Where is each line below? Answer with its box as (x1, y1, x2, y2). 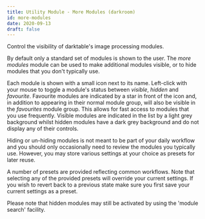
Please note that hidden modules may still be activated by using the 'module (7, 199, 199, 207)
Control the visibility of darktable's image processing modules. (7, 43, 164, 50)
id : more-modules (7, 15, 51, 21)
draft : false (7, 26, 40, 32)
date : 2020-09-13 (7, 20, 51, 26)
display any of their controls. (7, 125, 79, 132)
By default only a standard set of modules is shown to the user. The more (7, 54, 192, 62)
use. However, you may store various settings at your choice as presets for (7, 150, 195, 157)
